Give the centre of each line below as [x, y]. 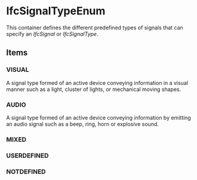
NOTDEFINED [26, 172]
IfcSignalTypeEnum [56, 11]
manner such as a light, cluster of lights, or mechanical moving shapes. [94, 89]
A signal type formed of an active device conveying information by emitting [98, 117]
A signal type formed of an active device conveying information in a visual [97, 83]
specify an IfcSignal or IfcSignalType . [52, 33]
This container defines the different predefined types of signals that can [95, 28]
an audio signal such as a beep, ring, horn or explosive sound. [83, 124]
